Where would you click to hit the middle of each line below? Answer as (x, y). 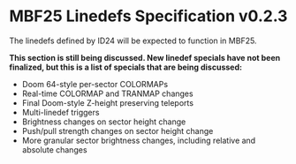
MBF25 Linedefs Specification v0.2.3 (148, 16)
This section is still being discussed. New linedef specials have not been (145, 57)
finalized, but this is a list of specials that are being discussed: (126, 67)
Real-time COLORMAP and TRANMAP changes (107, 93)
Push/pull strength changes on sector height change (118, 130)
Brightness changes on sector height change (104, 122)
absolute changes (54, 149)
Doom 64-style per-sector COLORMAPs (95, 84)
